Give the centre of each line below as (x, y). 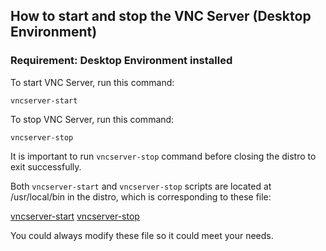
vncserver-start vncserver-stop (75, 216)
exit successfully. (46, 166)
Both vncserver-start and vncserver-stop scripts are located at (141, 186)
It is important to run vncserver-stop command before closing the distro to (163, 156)
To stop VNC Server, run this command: (92, 119)
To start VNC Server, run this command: (92, 82)
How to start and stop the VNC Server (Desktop (161, 16)
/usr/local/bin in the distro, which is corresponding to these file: (141, 196)
